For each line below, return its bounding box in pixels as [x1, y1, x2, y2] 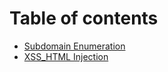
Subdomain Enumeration [23, 40, 126, 52]
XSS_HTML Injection [23, 50, 109, 62]
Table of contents [9, 7, 159, 30]
